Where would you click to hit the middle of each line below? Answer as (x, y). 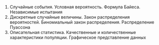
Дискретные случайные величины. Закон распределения (70, 17)
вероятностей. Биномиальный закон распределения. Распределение (82, 22)
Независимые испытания (36, 12)
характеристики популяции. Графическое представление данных (78, 37)
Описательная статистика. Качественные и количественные (73, 32)
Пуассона (20, 27)
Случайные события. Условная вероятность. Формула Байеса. (75, 7)
